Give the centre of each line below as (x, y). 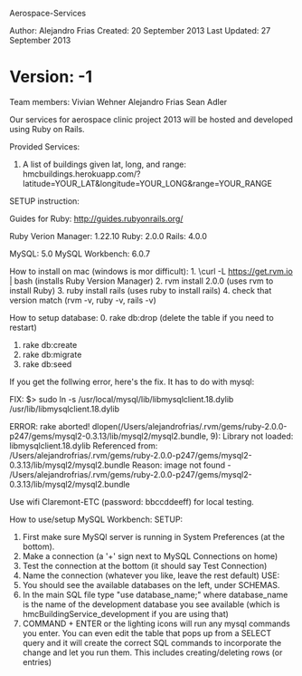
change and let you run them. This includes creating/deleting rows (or (152, 652)
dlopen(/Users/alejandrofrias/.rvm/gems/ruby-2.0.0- (189, 426)
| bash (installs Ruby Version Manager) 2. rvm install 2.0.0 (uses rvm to (142, 281)
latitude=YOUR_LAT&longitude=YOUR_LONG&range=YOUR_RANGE (147, 183)
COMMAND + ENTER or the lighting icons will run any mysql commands (156, 623)
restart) (24, 327)
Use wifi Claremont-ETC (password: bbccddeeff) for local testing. (132, 501)
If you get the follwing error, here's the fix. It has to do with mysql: (132, 381)
